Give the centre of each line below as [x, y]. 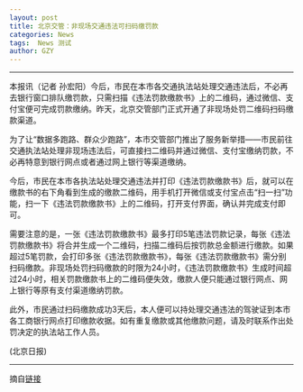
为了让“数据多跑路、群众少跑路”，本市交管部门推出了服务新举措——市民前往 [151, 140]
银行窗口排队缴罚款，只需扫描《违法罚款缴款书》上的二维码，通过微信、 [151, 98]
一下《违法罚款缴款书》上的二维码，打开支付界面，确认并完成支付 [155, 204]
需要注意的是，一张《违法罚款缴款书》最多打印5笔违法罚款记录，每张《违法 [150, 234]
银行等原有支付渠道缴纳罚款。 [72, 290]
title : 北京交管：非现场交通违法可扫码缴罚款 [84, 26]
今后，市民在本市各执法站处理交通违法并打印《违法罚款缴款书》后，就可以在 [151, 181]
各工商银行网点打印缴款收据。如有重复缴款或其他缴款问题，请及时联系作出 [147, 321]
